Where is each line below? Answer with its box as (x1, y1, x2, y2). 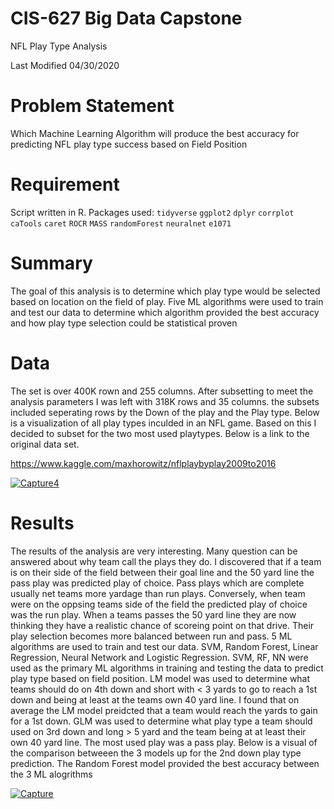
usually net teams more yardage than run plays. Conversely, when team (10, 587, 306, 599)
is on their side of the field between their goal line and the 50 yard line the (10, 566, 315, 578)
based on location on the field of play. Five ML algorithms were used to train (10, 295, 324, 307)
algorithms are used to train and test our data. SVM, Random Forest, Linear (10, 640, 319, 652)
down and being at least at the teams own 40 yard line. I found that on (10, 693, 300, 706)
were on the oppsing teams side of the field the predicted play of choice (10, 598, 308, 610)
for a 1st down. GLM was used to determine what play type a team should (10, 715, 313, 727)
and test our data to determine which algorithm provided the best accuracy (10, 306, 320, 318)
